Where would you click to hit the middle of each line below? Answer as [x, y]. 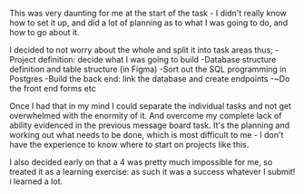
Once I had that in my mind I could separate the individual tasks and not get [151, 106]
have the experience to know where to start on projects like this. [129, 145]
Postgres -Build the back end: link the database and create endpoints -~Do [150, 79]
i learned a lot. [36, 181]
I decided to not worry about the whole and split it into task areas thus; [142, 50]
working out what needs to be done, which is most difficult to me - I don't [147, 135]
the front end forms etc [53, 88]
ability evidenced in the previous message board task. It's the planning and [150, 125]
